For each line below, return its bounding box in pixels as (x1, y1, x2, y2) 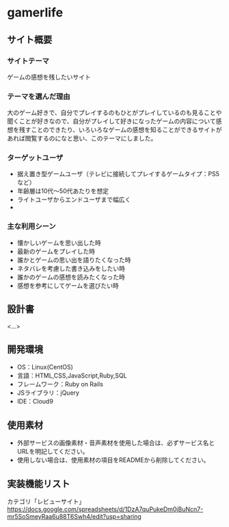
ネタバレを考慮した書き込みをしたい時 (16, 264, 125, 272)
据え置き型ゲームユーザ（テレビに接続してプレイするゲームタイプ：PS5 (16, 170, 220, 178)
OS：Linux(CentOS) (16, 363, 74, 371)
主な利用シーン (7, 221, 56, 231)
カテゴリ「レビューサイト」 (7, 498, 85, 506)
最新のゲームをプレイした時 (16, 247, 96, 255)
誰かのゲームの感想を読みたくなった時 (16, 273, 125, 281)
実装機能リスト (7, 478, 70, 489)
